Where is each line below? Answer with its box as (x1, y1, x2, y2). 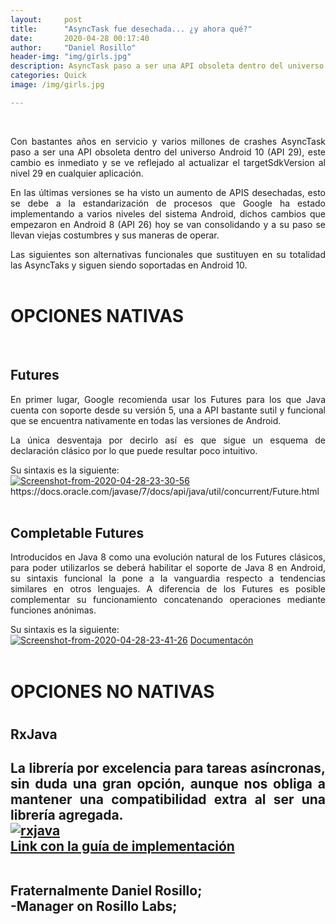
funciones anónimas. (10, 604, 97, 616)
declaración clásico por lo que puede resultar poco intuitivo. (10, 444, 258, 456)
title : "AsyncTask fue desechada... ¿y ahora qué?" (10, 24, 253, 34)
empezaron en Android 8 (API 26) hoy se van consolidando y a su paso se (10, 218, 326, 230)
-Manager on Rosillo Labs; (10, 898, 178, 915)
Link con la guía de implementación (10, 838, 235, 855)
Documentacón (189, 634, 254, 646)
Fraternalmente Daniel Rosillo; (10, 882, 203, 900)
